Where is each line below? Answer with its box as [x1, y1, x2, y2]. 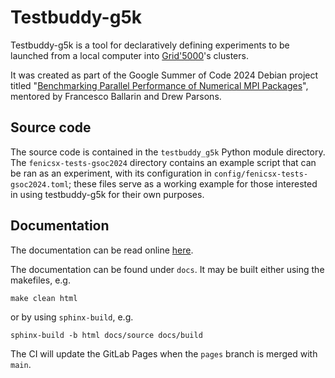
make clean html [10, 293, 78, 303]
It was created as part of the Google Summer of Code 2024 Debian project [10, 69, 319, 81]
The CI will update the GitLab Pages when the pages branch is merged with [10, 347, 318, 360]
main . [10, 358, 32, 370]
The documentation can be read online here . [10, 244, 194, 256]
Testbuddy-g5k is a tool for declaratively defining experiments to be [10, 39, 290, 51]
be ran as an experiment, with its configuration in [10, 167, 212, 179]
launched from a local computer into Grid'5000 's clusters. [10, 49, 249, 61]
